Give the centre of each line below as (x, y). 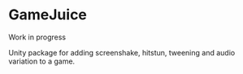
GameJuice (48, 15)
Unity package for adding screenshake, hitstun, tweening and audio (122, 52)
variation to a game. (42, 61)
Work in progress (37, 37)
